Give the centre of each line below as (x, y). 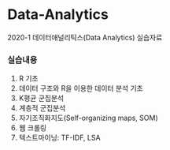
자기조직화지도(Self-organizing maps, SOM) (88, 118)
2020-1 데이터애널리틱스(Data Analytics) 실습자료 (85, 37)
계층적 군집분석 (42, 108)
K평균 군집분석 (41, 98)
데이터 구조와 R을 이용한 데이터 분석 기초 (81, 88)
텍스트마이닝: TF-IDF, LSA (59, 138)
